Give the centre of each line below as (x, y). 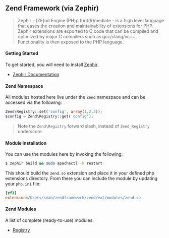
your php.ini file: (23, 184)
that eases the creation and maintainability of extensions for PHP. (86, 26)
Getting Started (22, 53)
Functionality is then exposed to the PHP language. (71, 42)
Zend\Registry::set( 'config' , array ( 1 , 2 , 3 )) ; (54, 112)
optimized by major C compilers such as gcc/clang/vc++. (77, 36)
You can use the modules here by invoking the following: (64, 154)
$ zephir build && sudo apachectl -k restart (54, 163)
